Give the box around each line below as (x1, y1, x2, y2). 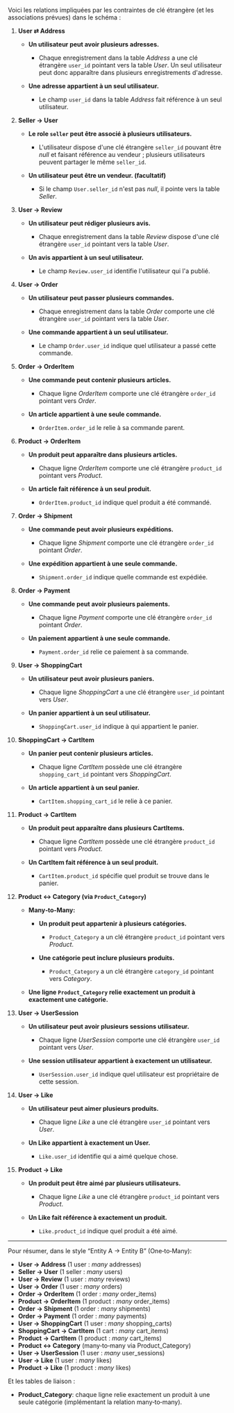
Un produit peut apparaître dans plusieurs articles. (28, 451, 178, 458)
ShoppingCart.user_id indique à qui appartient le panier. (38, 722, 199, 730)
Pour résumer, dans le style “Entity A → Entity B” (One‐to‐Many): (8, 1247, 192, 1255)
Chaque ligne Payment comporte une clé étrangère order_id (38, 613, 212, 621)
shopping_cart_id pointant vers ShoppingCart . (38, 770, 172, 778)
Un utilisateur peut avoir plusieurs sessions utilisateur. (28, 1023, 190, 1030)
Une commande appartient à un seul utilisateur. (28, 328, 169, 336)
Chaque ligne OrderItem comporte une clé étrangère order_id (38, 389, 216, 397)
